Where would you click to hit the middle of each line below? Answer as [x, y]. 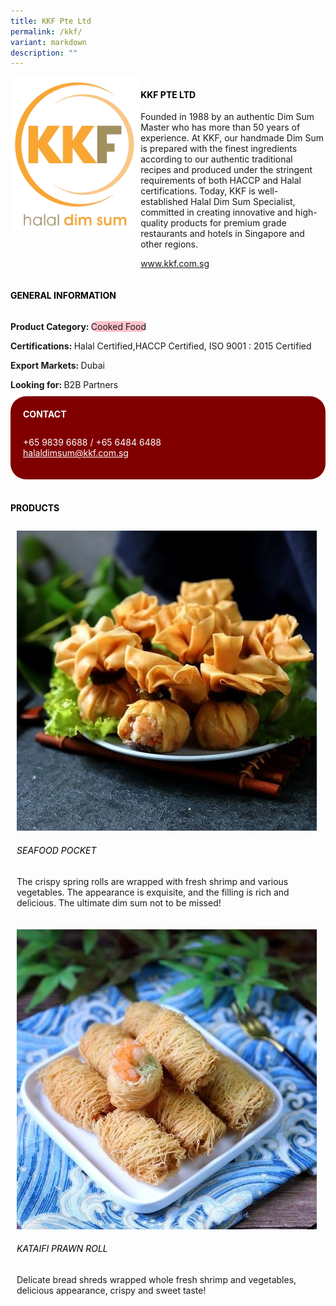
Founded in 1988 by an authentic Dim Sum [227, 117]
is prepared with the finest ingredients [219, 149]
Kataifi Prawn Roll [62, 1249]
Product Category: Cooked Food [78, 326]
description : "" [44, 53]
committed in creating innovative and [216, 212]
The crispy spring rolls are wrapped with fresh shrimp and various [152, 881]
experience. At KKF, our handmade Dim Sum [232, 138]
